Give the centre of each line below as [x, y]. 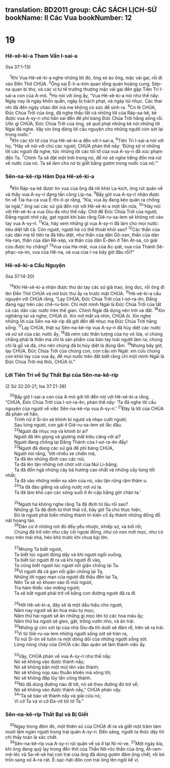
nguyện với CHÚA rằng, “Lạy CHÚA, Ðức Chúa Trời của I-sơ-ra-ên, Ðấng [81, 299]
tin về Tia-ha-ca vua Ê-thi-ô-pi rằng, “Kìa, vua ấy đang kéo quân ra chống [82, 200]
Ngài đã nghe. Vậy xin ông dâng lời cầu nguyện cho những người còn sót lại [84, 129]
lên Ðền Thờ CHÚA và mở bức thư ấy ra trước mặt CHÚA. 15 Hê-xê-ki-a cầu [83, 293]
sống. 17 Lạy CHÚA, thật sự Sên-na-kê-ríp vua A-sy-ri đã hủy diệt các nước [83, 327]
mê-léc [13, 754]
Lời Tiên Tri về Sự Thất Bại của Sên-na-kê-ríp [62, 375]
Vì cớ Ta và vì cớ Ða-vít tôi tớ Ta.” [49, 701]
